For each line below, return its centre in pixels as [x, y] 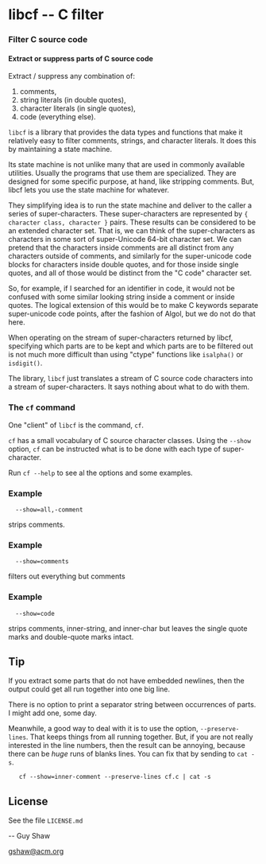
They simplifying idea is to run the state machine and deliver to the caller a [130, 205]
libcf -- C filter [56, 15]
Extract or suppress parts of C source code [81, 58]
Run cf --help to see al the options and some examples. [100, 473]
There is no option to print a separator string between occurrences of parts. [132, 705]
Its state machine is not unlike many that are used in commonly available [127, 165]
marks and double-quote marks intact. [71, 636]
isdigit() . [25, 363]
